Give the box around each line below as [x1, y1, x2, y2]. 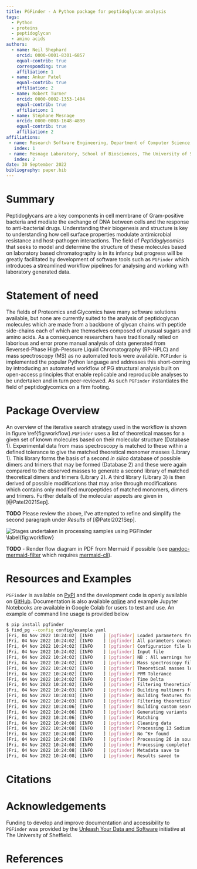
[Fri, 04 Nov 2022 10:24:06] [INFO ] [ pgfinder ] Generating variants [6, 709, 188, 715]
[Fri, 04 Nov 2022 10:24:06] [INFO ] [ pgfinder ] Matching [6, 714, 159, 721]
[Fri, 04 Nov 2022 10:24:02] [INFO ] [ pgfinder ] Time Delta [6, 676, 164, 682]
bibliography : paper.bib [6, 167, 67, 174]
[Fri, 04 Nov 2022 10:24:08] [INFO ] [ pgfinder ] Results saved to [6, 753, 180, 759]
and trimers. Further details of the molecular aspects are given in [6, 492, 162, 499]
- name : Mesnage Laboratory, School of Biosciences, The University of [8, 151, 188, 157]
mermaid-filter [6, 551, 41, 558]
